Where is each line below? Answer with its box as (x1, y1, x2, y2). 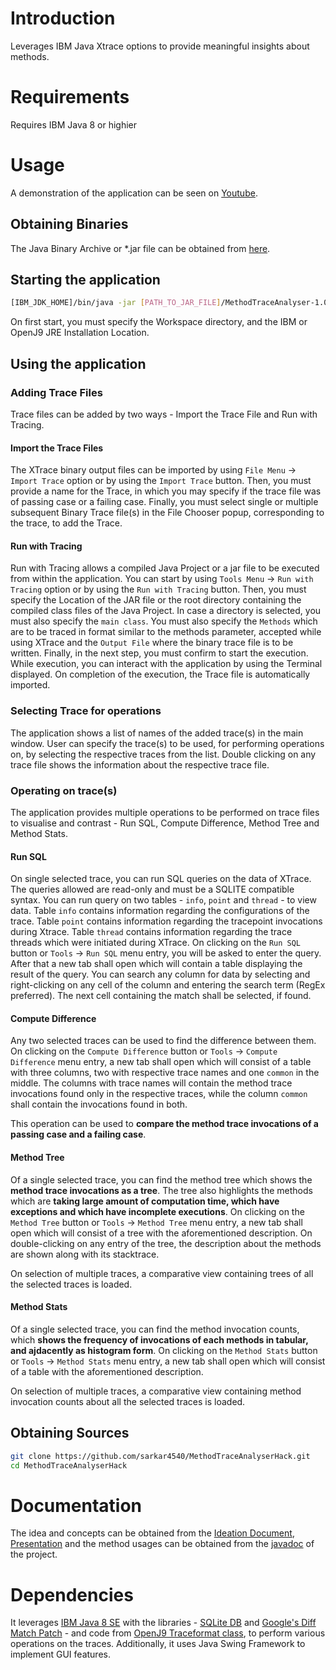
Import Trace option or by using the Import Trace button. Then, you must (10, 475, 312, 487)
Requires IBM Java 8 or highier (10, 118, 138, 131)
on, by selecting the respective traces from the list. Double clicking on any (10, 748, 317, 760)
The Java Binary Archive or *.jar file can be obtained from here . (10, 242, 271, 254)
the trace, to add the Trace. (10, 517, 123, 529)
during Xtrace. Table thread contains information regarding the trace (10, 926, 293, 938)
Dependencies (10, 1583, 134, 1606)
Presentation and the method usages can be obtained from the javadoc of (10, 1538, 315, 1550)
